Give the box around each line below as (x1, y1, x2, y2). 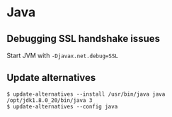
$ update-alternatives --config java (6, 103, 118, 110)
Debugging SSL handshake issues (6, 33, 161, 45)
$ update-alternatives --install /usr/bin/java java (6, 90, 166, 98)
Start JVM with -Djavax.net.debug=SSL (6, 51, 118, 60)
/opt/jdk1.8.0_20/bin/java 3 (6, 96, 93, 104)
